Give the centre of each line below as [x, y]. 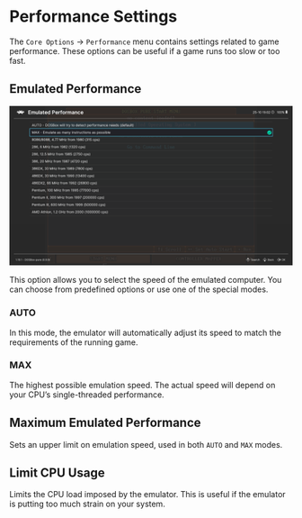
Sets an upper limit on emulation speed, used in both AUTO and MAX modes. [146, 444]
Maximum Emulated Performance [105, 423]
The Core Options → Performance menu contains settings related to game [144, 41]
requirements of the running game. [74, 342]
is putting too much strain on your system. [88, 504]
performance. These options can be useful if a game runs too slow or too [145, 50]
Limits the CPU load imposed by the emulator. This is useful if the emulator [147, 495]
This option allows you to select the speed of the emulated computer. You [146, 280]
